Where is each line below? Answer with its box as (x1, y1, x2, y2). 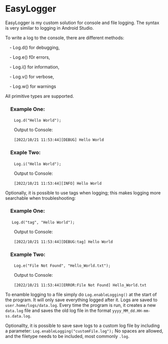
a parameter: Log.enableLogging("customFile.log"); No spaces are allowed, (5, 328, 163, 334)
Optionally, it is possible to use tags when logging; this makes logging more (5, 189, 161, 196)
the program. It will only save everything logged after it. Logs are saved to (5, 297, 158, 303)
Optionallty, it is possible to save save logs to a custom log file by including (5, 322, 160, 329)
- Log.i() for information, (10, 64, 60, 70)
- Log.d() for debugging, (10, 44, 60, 50)
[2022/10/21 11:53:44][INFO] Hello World (14, 181, 102, 186)
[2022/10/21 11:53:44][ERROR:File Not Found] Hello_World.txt (14, 283, 147, 288)
